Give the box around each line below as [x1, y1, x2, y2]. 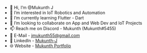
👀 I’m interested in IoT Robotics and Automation [9, 10, 105, 16]
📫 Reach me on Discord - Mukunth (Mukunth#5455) [9, 26, 116, 31]
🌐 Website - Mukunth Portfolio [9, 43, 71, 49]
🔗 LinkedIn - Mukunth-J [9, 38, 58, 43]
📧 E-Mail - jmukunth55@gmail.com [9, 33, 80, 38]
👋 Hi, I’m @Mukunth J [9, 5, 54, 10]
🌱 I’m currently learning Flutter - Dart [9, 15, 84, 20]
